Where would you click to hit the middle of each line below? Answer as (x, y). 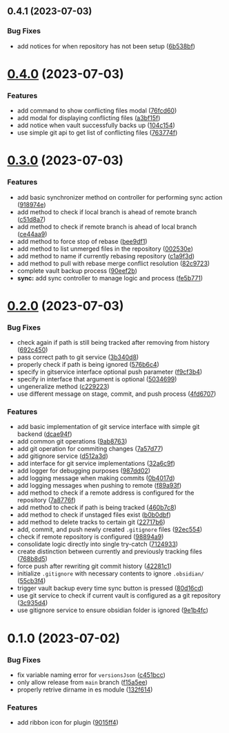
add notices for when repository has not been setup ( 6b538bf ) (106, 46)
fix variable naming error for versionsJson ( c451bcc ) (91, 675)
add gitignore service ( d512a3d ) (62, 456)
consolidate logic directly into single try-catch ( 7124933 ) (97, 544)
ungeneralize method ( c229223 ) (63, 387)
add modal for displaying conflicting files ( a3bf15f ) (89, 118)
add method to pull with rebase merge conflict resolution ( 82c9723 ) (113, 263)
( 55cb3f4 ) (31, 581)
